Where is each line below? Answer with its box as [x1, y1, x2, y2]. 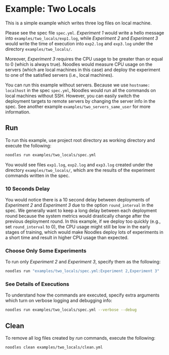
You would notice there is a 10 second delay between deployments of [5, 196, 150, 202]
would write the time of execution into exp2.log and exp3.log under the [5, 40, 153, 46]
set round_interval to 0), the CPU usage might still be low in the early [5, 223, 150, 229]
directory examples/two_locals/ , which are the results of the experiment [5, 167, 155, 173]
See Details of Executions [5, 281, 69, 288]
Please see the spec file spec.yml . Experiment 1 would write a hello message [5, 29, 164, 36]
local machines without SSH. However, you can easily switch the [5, 93, 140, 99]
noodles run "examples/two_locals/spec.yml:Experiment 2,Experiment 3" [5, 269, 159, 274]
